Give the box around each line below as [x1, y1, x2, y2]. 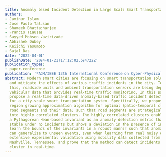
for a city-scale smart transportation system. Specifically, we [9, 99, 147, 104]
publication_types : [5, 62, 45, 67]
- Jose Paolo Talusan [5, 21, 50, 26]
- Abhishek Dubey [5, 39, 41, 44]
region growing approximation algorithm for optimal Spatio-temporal [9, 103, 156, 108]
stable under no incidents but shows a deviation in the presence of [9, 122, 156, 126]
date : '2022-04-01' [5, 53, 45, 58]
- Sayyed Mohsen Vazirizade [5, 35, 63, 40]
